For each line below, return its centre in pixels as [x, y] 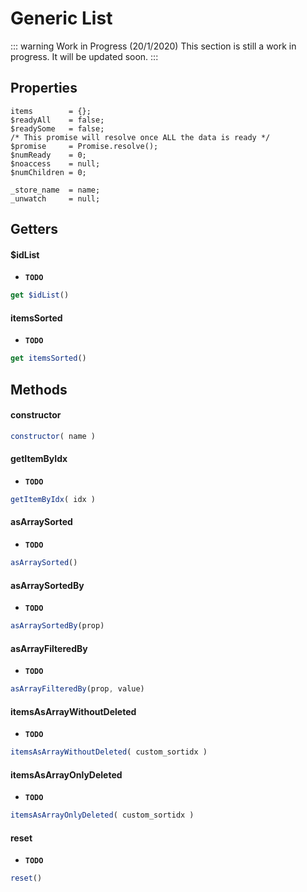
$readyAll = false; [57, 120]
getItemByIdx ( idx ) [53, 499]
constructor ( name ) [53, 436]
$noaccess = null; [55, 163]
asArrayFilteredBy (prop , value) [77, 689]
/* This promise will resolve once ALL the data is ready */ [140, 137]
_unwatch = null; [55, 198]
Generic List [61, 18]
